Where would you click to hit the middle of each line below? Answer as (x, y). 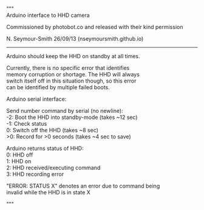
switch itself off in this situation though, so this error (71, 81)
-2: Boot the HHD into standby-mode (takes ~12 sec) (72, 117)
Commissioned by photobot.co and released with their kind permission (95, 27)
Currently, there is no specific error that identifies (68, 68)
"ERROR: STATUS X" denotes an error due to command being (83, 186)
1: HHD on (19, 161)
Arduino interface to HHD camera (48, 15)
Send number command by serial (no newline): (65, 111)
